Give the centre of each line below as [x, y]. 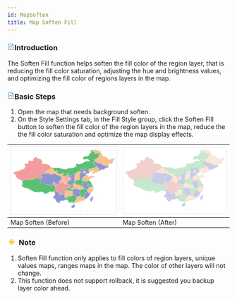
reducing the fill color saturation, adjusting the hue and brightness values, [115, 71]
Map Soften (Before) [40, 222]
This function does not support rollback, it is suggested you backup [116, 280]
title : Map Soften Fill [42, 22]
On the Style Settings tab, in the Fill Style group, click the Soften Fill [115, 119]
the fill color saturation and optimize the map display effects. [105, 135]
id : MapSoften [28, 15]
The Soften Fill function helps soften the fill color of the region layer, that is [116, 63]
